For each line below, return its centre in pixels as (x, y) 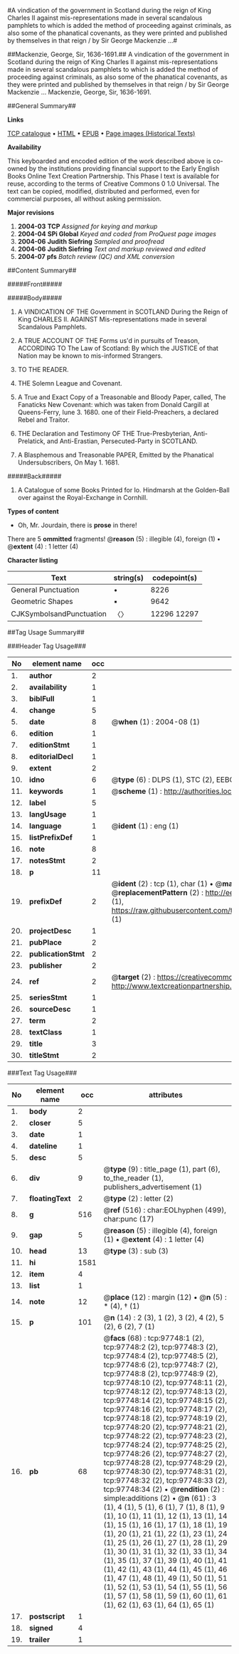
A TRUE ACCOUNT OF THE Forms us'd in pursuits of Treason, (109, 340)
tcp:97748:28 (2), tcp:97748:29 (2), (165, 1463)
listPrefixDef (51, 837)
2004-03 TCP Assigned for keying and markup (87, 226)
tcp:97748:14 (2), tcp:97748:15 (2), (165, 1400)
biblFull (42, 699)
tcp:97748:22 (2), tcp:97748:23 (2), (165, 1436)
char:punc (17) (129, 1219)
